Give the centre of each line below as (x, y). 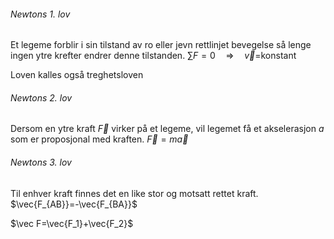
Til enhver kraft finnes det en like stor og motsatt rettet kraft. (134, 193)
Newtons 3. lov (41, 162)
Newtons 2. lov (41, 97)
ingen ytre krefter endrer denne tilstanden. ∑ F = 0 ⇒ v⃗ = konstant (153, 56)
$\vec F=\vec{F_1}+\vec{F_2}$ (72, 223)
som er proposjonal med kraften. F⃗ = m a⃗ (99, 139)
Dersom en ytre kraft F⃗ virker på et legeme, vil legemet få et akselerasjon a (167, 129)
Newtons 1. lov (40, 14)
